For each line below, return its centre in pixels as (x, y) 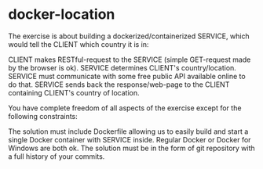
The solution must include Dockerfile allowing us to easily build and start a (128, 131)
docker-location (62, 14)
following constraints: (43, 116)
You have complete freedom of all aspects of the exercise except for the (125, 108)
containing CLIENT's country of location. (74, 92)
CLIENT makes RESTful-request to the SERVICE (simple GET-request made (130, 59)
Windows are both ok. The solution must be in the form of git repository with (131, 148)
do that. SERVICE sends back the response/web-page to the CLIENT (119, 84)
